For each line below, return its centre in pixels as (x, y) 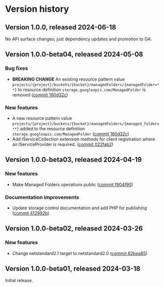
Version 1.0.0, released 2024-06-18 (61, 27)
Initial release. (19, 281)
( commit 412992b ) (31, 213)
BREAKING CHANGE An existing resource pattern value (68, 79)
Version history (37, 9)
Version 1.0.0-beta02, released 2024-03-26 (74, 229)
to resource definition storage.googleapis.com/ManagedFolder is (82, 89)
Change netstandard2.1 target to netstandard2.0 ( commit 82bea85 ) (80, 253)
